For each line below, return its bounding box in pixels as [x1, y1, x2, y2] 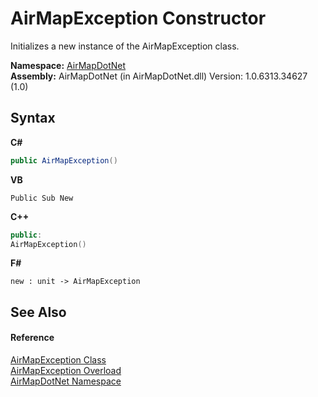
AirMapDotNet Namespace [10, 375, 122, 387]
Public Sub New [10, 193, 74, 203]
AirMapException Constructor [10, 7, 267, 30]
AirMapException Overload [10, 364, 122, 376]
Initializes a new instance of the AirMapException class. [10, 40, 240, 52]
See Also [10, 303, 67, 321]
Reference [10, 332, 55, 344]
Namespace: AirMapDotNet [10, 59, 127, 71]
